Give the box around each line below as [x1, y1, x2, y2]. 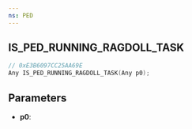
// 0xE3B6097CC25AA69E [8, 62, 83, 70]
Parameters [8, 91, 67, 104]
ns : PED [8, 11, 34, 20]
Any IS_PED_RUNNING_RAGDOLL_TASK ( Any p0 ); [8, 69, 150, 78]
